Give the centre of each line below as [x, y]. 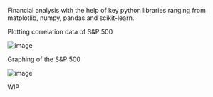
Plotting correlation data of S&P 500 [60, 32]
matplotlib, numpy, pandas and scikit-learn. [71, 18]
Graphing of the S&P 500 [44, 59]
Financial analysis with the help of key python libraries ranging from [107, 10]
